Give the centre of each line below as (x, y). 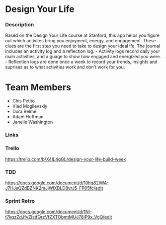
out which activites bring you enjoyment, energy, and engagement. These (81, 41)
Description (20, 25)
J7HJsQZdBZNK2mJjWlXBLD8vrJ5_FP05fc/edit (54, 188)
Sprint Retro (20, 201)
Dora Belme (24, 112)
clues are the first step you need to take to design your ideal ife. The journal (83, 46)
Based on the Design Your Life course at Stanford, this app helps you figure (83, 35)
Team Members (38, 87)
